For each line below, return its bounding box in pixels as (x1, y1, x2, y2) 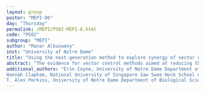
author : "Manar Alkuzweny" (6, 43, 75, 50)
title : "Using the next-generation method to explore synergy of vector (6, 54, 195, 61)
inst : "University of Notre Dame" (6, 49, 95, 55)
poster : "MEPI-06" (6, 15, 53, 21)
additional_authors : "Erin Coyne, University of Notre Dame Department (6, 65, 192, 72)
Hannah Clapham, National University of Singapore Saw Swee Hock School (6, 72, 195, 78)
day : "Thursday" (6, 20, 48, 26)
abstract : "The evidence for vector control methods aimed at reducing (6, 60, 192, 66)
